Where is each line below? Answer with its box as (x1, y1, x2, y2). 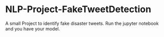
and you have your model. (5, 25, 60, 31)
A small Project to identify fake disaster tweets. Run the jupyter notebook (5, 20, 159, 26)
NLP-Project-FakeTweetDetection (5, 4, 152, 15)
